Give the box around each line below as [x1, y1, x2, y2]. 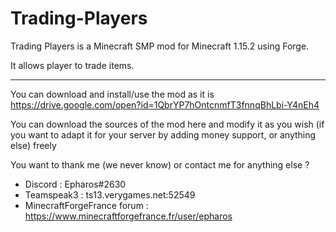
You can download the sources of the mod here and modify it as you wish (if [10, 118, 325, 130]
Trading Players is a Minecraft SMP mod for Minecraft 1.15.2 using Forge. [10, 40, 310, 52]
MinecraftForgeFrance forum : [24, 199, 149, 211]
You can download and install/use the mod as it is [10, 88, 215, 100]
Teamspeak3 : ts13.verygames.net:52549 [24, 188, 196, 201]
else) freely [10, 139, 57, 151]
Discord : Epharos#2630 [24, 178, 127, 190]
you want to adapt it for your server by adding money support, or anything [10, 128, 317, 141]
